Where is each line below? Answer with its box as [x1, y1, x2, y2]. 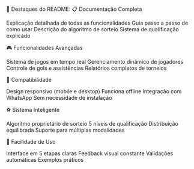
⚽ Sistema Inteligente [6, 106, 60, 113]
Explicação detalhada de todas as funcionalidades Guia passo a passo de [6, 19, 189, 26]
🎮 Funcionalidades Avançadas [6, 45, 83, 51]
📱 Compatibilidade [6, 76, 52, 83]
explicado [6, 32, 31, 39]
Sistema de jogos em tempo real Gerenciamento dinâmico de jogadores [6, 58, 184, 65]
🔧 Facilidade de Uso [6, 138, 56, 145]
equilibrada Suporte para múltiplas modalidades [6, 126, 125, 134]
